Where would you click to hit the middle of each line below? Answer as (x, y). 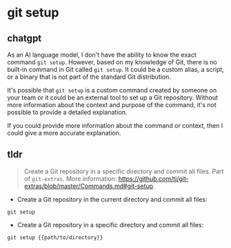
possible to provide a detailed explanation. (67, 112)
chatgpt (24, 38)
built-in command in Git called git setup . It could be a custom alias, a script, (115, 69)
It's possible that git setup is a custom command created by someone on (112, 90)
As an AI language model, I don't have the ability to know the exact (102, 55)
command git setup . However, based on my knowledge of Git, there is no (112, 62)
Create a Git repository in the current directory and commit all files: (112, 199)
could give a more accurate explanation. (64, 133)
